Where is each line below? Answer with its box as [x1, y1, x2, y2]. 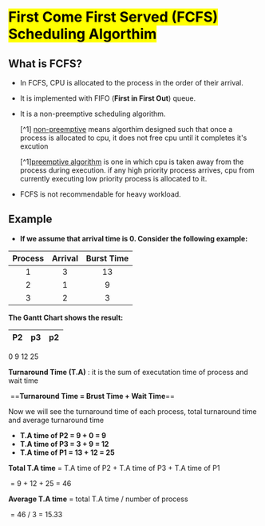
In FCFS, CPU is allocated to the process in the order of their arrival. [19, 78, 243, 87]
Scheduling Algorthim [8, 25, 157, 43]
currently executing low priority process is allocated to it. [19, 174, 208, 183]
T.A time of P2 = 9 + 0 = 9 [19, 430, 106, 440]
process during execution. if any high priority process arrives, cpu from [19, 165, 255, 175]
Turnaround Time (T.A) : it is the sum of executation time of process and [8, 367, 249, 377]
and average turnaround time [8, 415, 105, 424]
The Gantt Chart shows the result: [8, 313, 124, 322]
